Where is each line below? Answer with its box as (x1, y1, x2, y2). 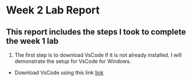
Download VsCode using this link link (14, 69, 104, 76)
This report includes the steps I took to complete (6, 27, 186, 37)
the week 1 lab (6, 36, 59, 46)
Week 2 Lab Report (6, 4, 100, 17)
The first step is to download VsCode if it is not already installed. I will (14, 52, 182, 59)
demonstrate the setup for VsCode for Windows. (14, 58, 131, 64)
